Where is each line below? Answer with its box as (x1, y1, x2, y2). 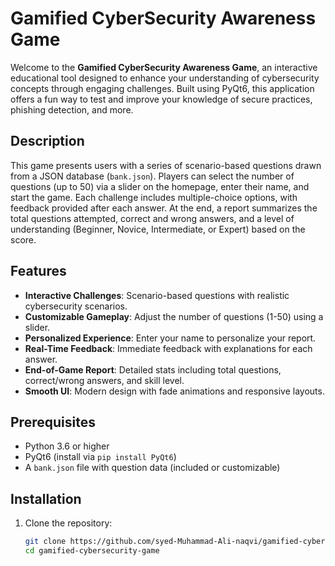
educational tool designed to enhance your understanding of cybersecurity (10, 72, 320, 84)
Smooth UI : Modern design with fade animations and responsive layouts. (24, 385, 325, 397)
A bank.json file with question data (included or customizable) (24, 462, 281, 474)
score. (10, 233, 37, 246)
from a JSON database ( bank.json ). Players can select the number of (10, 170, 295, 182)
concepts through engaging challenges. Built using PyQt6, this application (10, 82, 315, 94)
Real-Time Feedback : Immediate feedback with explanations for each (24, 342, 313, 354)
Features (10, 263, 67, 280)
